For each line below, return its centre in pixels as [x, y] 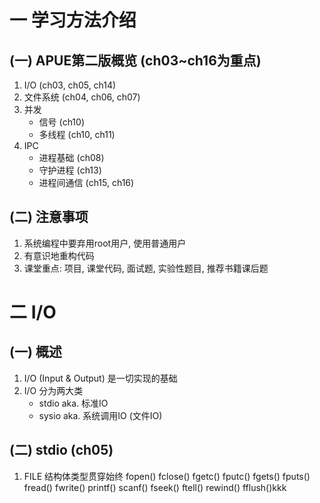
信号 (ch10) [61, 122]
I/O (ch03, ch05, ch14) [70, 85]
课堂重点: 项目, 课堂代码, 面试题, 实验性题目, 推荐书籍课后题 [146, 268]
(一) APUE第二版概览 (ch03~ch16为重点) [135, 60]
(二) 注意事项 [49, 217]
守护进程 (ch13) [70, 170]
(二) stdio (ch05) [61, 450]
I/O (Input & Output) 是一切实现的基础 [100, 378]
